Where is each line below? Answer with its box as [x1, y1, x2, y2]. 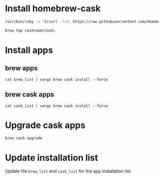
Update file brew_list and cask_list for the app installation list [5, 168, 131, 174]
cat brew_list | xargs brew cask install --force [5, 77, 108, 82]
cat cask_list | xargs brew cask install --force [5, 103, 108, 108]
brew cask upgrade [5, 136, 42, 141]
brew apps [5, 64, 38, 73]
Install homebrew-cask [5, 3, 101, 14]
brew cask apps [5, 90, 55, 99]
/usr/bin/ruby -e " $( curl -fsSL [5, 19, 71, 24]
